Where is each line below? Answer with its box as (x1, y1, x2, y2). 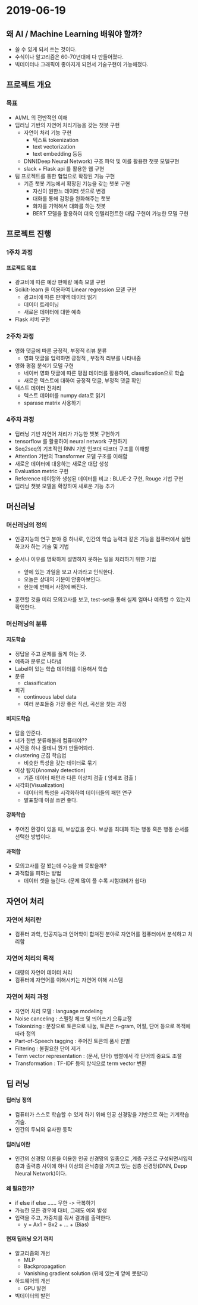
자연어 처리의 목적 (6, 954, 55, 962)
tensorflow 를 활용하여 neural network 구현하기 (14, 437, 127, 445)
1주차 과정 (6, 248, 33, 257)
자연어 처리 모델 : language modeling (14, 1007, 103, 1014)
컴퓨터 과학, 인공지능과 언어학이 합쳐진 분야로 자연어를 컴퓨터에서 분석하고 (14, 930, 187, 937)
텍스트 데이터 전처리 (14, 384, 61, 391)
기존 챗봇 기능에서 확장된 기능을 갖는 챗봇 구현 (23, 180, 130, 187)
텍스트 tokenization (32, 136, 79, 143)
